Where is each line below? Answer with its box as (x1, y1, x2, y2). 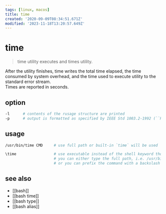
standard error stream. (5, 79, 51, 85)
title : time (5, 12, 30, 17)
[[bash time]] (12, 193, 39, 199)
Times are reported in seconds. (5, 84, 69, 90)
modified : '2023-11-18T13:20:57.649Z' (5, 21, 85, 26)
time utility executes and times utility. (17, 59, 93, 65)
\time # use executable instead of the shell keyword (5, 152, 154, 157)
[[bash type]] (12, 198, 40, 204)
